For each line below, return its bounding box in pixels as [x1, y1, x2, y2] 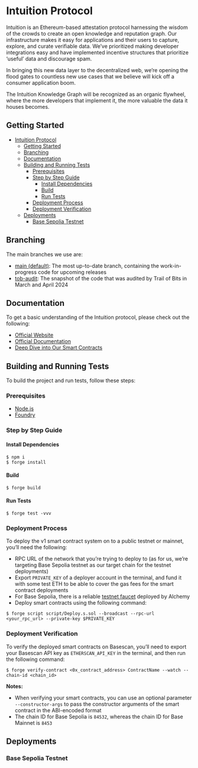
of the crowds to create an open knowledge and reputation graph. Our [6, 30, 177, 37]
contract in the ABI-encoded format [14, 706, 102, 714]
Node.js [14, 405, 34, 412]
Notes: [6, 682, 24, 690]
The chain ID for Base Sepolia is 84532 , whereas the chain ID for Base [14, 713, 183, 720]
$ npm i [6, 454, 25, 460]
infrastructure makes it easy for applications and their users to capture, [6, 36, 179, 43]
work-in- [160, 262, 181, 269]
